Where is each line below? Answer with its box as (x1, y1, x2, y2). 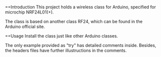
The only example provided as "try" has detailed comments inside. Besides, (5, 43, 157, 48)
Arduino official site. (5, 24, 45, 29)
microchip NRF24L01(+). (5, 9, 54, 15)
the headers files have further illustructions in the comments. (5, 48, 127, 53)
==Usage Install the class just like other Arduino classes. (5, 33, 118, 39)
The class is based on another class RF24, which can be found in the (5, 19, 143, 24)
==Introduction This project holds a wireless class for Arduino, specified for (5, 4, 156, 10)
